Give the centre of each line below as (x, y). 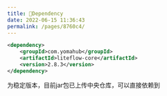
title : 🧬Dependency (35, 13)
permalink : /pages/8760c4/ (46, 26)
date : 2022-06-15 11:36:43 (46, 20)
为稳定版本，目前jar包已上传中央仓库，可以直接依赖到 (84, 85)
